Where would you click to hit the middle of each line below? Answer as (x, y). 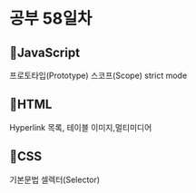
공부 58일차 (51, 19)
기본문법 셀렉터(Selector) (55, 179)
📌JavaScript (44, 52)
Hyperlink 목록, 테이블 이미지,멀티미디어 (81, 127)
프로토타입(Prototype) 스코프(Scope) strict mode (98, 75)
